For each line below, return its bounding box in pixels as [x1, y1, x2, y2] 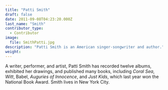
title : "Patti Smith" [5, 7, 50, 12]
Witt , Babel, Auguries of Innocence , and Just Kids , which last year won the [5, 73, 159, 79]
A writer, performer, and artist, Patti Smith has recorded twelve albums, [5, 63, 151, 69]
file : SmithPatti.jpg [9, 40, 55, 45]
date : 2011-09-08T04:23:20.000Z [5, 16, 72, 21]
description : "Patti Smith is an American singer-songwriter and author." [5, 44, 164, 49]
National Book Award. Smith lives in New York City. [5, 78, 110, 85]
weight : [5, 49, 21, 54]
